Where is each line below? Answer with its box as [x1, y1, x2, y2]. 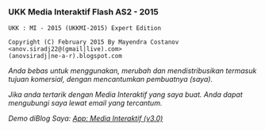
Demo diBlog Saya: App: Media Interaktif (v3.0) [8, 114, 163, 123]
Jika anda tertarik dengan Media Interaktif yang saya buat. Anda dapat [8, 90, 244, 99]
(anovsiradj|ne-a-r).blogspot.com [8, 52, 123, 60]
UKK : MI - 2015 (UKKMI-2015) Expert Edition [8, 25, 161, 33]
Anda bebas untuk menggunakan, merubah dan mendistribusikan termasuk [8, 66, 257, 75]
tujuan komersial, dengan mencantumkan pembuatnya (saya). [8, 75, 213, 84]
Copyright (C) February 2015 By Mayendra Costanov [8, 38, 179, 46]
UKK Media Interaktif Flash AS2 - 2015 [8, 6, 159, 17]
